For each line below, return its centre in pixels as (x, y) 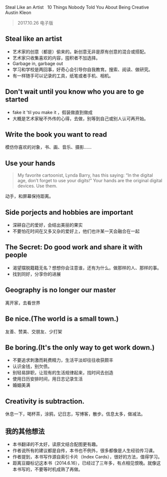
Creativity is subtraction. (45, 401)
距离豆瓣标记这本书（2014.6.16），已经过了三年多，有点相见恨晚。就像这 (86, 463)
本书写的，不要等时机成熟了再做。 (47, 469)
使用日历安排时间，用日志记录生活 (47, 379)
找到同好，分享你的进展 (36, 274)
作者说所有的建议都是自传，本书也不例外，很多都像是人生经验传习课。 (85, 450)
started (17, 100)
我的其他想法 (25, 431)
